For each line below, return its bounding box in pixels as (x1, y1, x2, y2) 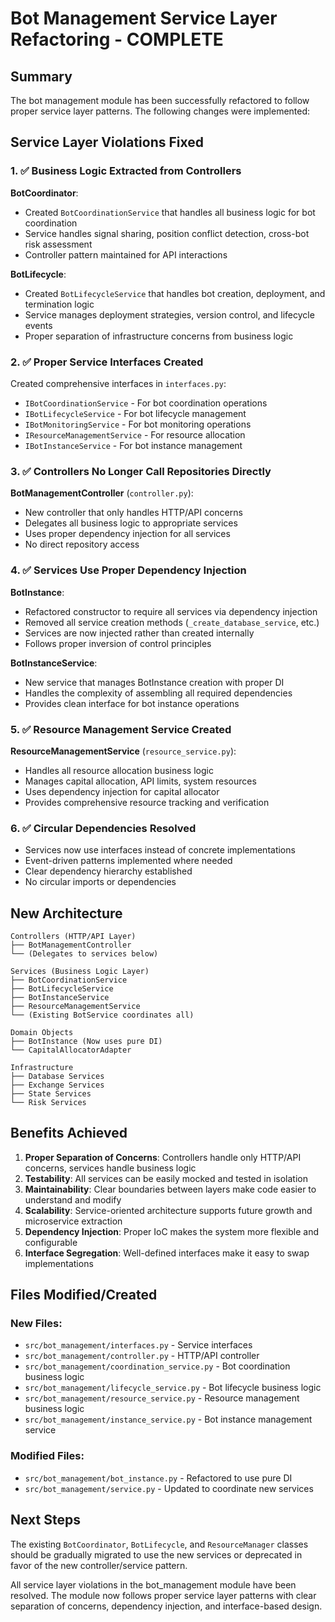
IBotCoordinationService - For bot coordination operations (24, 397, 268, 409)
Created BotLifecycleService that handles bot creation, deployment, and (24, 287, 326, 299)
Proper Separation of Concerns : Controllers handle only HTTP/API (24, 1151, 302, 1163)
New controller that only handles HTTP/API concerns (24, 507, 243, 519)
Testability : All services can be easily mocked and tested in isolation (24, 1172, 308, 1184)
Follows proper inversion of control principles (24, 637, 212, 649)
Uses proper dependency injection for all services (24, 528, 231, 540)
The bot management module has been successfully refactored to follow (10, 95, 310, 106)
